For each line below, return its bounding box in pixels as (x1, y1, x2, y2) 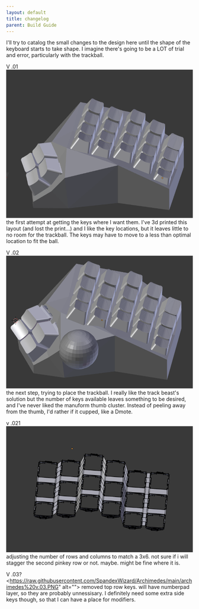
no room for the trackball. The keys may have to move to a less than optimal (6, 231, 191, 238)
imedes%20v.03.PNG (6, 584, 59, 591)
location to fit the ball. (6, 237, 59, 244)
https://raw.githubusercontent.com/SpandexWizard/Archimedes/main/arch (9, 577, 192, 584)
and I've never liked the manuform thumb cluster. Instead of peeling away (6, 401, 186, 409)
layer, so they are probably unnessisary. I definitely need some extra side (6, 590, 185, 597)
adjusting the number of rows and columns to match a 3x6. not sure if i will (6, 553, 188, 560)
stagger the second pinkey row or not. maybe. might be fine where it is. (6, 559, 181, 566)
